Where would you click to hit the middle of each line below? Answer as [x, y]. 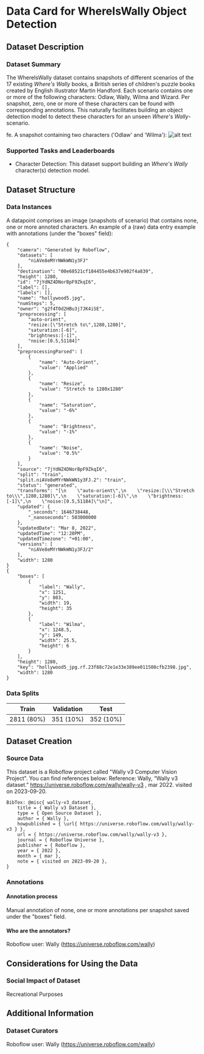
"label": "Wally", [62, 587]
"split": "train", [40, 474]
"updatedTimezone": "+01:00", [56, 539]
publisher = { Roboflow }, [51, 845]
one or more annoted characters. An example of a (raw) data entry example [101, 227]
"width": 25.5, [58, 640]
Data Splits [23, 693]
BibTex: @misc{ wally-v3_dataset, [50, 802]
